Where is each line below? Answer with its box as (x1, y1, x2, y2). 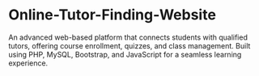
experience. (8, 58, 49, 68)
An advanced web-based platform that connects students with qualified (8, 32, 248, 42)
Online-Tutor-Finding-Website (8, 6, 217, 24)
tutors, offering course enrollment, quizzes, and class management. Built (8, 40, 251, 50)
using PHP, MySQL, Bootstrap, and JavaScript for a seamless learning (8, 49, 242, 59)
